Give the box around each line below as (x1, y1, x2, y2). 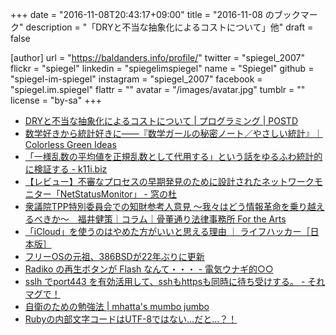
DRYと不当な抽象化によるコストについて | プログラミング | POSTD (24, 115, 298, 127)
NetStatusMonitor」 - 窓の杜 (59, 188, 177, 200)
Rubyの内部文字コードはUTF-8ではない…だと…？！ (24, 313, 238, 325)
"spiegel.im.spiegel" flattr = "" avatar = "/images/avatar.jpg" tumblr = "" (10, 84, 306, 95)
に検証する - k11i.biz (24, 163, 108, 175)
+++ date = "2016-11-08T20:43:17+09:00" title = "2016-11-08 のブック (10, 9, 301, 20)
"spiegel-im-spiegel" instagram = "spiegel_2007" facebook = (10, 73, 263, 85)
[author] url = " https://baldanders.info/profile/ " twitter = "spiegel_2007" (10, 52, 305, 63)
